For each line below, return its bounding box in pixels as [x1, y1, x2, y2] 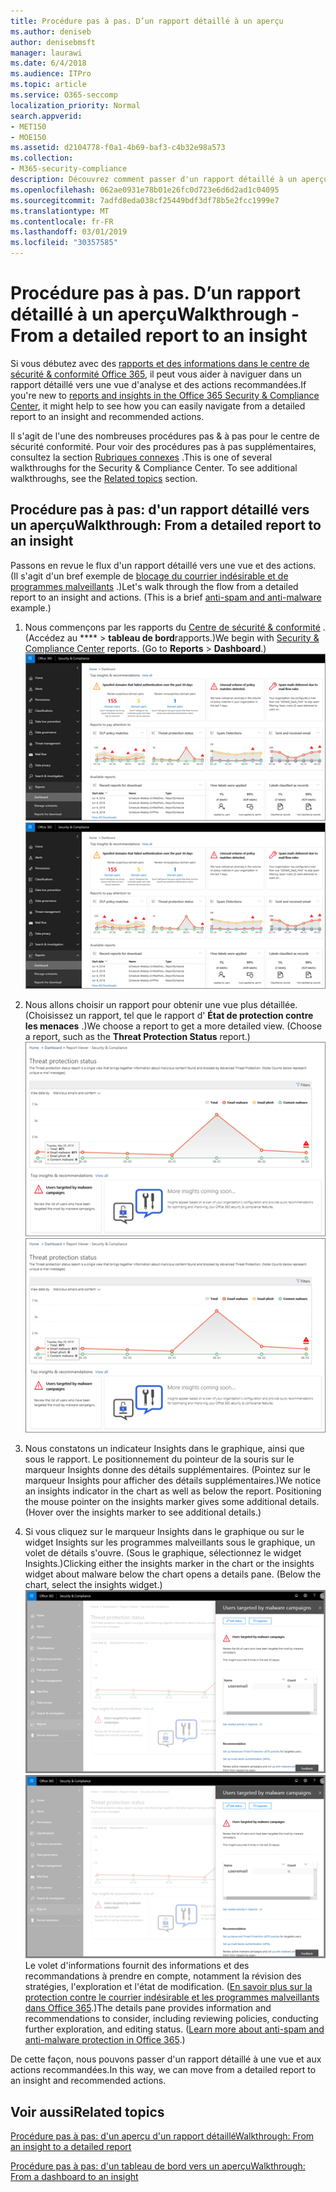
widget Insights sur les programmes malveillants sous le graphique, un [24, 1536, 316, 1549]
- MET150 [10, 121, 47, 132]
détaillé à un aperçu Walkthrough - [10, 303, 300, 326]
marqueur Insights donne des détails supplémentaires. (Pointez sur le [24, 1464, 311, 1476]
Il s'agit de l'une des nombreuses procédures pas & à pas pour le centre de [10, 430, 320, 442]
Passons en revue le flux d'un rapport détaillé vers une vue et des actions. [10, 559, 317, 571]
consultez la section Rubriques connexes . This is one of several [10, 451, 273, 463]
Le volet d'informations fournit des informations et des [24, 1960, 250, 1972]
